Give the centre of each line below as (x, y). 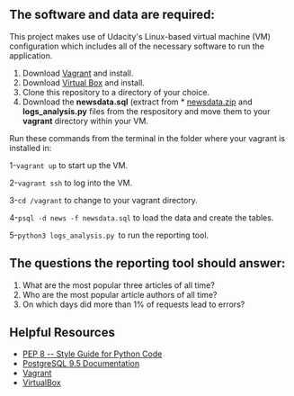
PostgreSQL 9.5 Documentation (81, 364)
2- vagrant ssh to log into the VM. (71, 183)
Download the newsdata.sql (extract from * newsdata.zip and (138, 102)
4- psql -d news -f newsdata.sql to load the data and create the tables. (142, 217)
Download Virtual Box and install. (84, 82)
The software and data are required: (112, 15)
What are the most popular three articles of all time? (119, 285)
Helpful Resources (62, 333)
